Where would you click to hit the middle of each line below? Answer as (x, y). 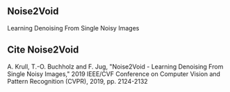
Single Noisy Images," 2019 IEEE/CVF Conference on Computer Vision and (114, 74)
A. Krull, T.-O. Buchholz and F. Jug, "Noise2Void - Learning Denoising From (115, 66)
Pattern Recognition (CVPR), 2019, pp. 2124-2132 (77, 81)
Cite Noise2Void (43, 50)
